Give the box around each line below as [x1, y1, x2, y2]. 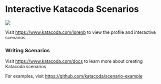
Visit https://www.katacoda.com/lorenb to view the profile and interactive [5, 29, 156, 35]
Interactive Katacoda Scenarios [5, 3, 139, 15]
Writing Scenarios [5, 47, 50, 54]
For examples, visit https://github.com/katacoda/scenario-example [5, 73, 142, 79]
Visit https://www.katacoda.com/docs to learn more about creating [5, 58, 143, 64]
